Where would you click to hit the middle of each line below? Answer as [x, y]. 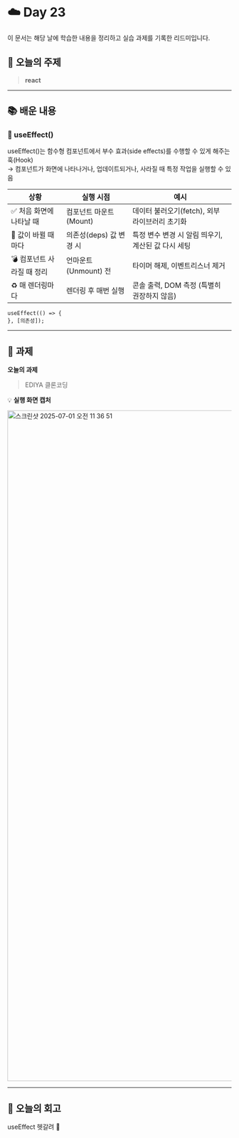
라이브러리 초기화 [160, 222]
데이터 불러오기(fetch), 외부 [176, 211]
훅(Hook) [20, 160]
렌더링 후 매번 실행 [95, 291]
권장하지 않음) [155, 296]
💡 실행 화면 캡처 [29, 400]
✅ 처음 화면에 [32, 211]
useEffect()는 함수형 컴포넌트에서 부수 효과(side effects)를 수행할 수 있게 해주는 [119, 151]
